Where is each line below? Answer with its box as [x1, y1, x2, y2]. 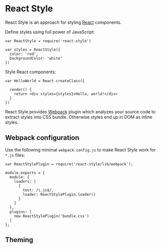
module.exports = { [5, 170, 45, 175]
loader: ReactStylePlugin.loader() [23, 192, 96, 197]
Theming [5, 236, 33, 244]
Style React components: [5, 69, 56, 75]
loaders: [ [14, 179, 36, 184]
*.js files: [5, 152, 26, 158]
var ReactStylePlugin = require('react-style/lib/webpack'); [5, 161, 133, 166]
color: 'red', [9, 51, 38, 56]
